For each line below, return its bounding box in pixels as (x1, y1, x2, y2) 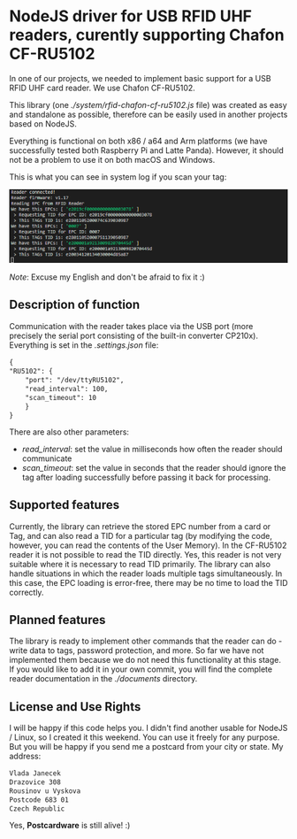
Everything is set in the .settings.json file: (9, 339, 159, 350)
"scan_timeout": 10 (25, 393, 97, 402)
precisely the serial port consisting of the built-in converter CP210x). (9, 330, 259, 341)
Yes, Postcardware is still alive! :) (9, 820, 131, 831)
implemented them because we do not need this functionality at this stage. (9, 655, 281, 666)
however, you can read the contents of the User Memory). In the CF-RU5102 (9, 540, 287, 550)
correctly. (9, 587, 44, 597)
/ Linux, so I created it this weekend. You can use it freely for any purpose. (9, 732, 280, 743)
